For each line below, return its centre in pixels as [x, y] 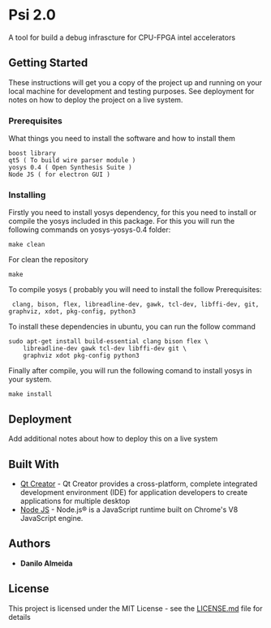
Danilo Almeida [46, 563]
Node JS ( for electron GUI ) [60, 175]
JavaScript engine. [52, 518]
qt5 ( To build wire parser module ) [72, 161]
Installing [27, 195]
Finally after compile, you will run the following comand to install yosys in [130, 371]
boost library [32, 153]
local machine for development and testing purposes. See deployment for [131, 91]
